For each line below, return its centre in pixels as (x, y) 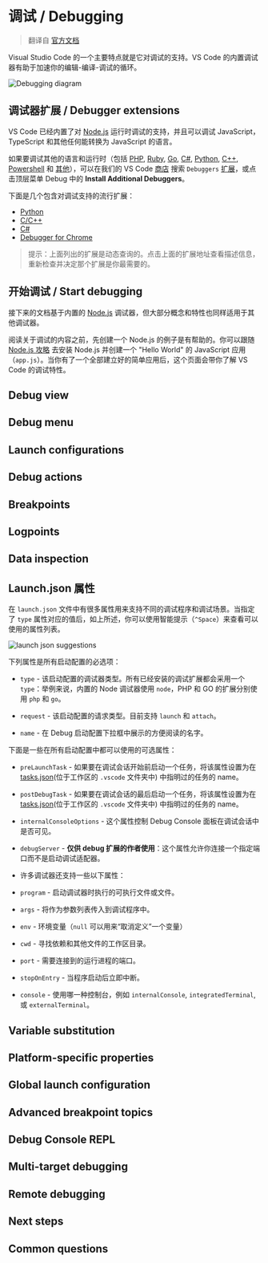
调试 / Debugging (66, 16)
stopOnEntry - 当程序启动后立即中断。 (82, 978)
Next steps (36, 1222)
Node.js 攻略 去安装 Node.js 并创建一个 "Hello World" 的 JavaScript (119, 349)
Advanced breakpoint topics (81, 1112)
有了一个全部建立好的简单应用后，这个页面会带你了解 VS (154, 359)
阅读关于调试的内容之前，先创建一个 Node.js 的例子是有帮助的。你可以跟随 (132, 339)
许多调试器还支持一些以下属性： (72, 875)
